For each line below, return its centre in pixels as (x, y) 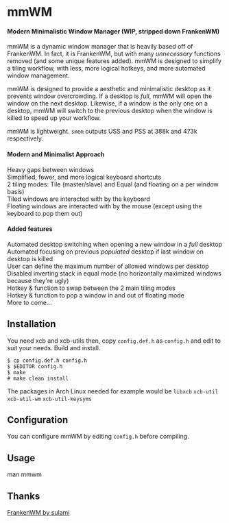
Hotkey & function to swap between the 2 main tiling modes (92, 288)
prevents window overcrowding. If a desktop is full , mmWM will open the (110, 96)
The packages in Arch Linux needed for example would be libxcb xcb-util (113, 391)
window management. (38, 75)
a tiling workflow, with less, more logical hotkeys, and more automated (106, 69)
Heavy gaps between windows (51, 169)
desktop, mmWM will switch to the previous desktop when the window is (110, 111)
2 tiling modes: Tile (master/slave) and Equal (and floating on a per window (113, 184)
